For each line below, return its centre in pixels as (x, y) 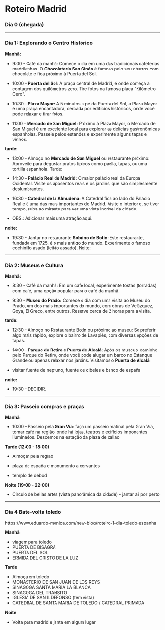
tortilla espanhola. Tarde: (37, 169)
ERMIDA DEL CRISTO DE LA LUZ (45, 558)
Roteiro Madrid (36, 9)
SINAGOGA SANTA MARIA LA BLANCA (51, 587)
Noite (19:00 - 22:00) (27, 485)
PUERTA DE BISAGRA (34, 547)
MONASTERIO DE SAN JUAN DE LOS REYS (56, 582)
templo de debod (29, 475)
